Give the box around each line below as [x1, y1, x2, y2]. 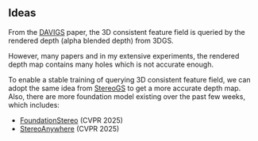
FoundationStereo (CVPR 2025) [19, 115, 123, 125]
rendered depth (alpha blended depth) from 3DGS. [8, 36, 174, 45]
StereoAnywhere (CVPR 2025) [19, 124, 120, 133]
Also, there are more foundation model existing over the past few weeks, [8, 91, 246, 101]
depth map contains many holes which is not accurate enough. [8, 59, 214, 69]
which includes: [8, 100, 60, 109]
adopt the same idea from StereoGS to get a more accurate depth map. [8, 83, 241, 93]
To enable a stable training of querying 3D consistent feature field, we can [8, 74, 252, 84]
